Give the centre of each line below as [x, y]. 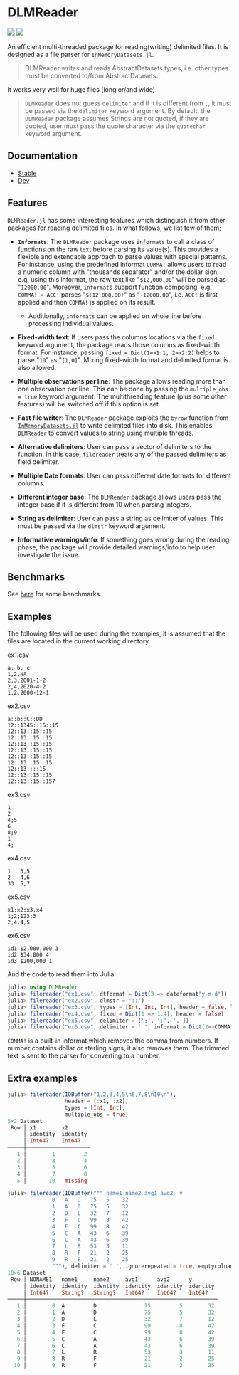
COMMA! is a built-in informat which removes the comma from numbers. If [113, 1041]
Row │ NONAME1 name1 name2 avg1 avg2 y [101, 1279]
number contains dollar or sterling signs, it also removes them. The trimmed [118, 1048]
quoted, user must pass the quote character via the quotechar [115, 126]
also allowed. [37, 367]
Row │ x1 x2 [39, 1128]
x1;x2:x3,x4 [25, 910]
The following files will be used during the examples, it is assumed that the [117, 633]
